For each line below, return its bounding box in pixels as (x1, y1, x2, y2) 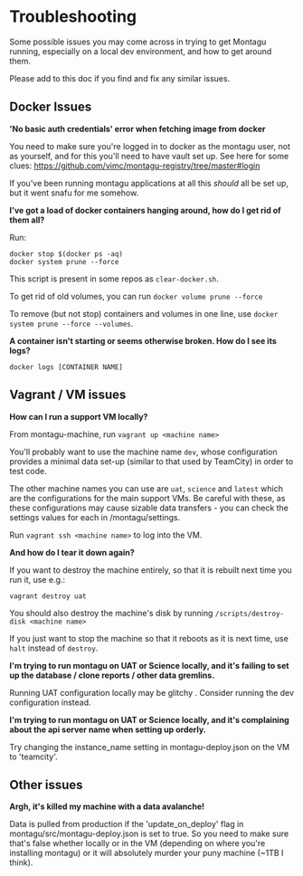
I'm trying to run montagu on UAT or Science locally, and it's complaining (9, 714, 289, 725)
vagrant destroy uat (9, 591, 88, 601)
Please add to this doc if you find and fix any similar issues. (9, 72, 231, 83)
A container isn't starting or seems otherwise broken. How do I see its (9, 335, 278, 346)
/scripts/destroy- (214, 609, 285, 618)
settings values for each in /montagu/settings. (9, 511, 181, 522)
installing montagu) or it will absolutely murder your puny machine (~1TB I (9, 848, 284, 859)
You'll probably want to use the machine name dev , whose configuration (9, 446, 278, 457)
